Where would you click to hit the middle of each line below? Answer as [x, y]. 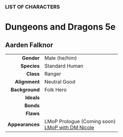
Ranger [53, 74]
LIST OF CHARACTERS [33, 7]
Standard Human [64, 66]
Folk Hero [56, 90]
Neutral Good [60, 81]
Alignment [27, 81]
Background [25, 90]
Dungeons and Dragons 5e [61, 27]
